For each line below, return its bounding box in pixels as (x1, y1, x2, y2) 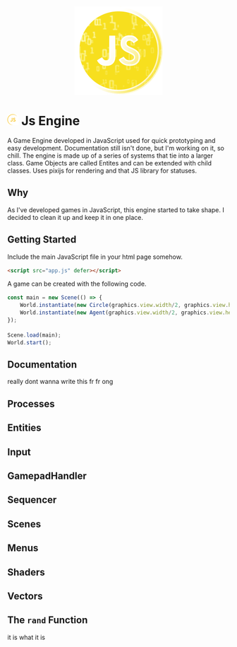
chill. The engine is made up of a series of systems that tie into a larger (7, 151, 214, 160)
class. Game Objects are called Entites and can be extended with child (7, 158, 212, 167)
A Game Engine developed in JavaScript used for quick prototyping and (7, 136, 216, 144)
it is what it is (7, 633, 46, 641)
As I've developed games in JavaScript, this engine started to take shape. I (7, 205, 224, 214)
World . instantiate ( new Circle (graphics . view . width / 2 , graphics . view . (20, 302, 229, 309)
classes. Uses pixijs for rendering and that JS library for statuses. (7, 166, 197, 175)
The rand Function (7, 614, 88, 626)
